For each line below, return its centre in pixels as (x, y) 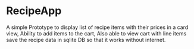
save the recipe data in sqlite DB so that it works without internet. (86, 40)
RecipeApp (34, 11)
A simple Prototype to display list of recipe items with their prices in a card (97, 27)
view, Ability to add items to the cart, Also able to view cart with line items (96, 33)
